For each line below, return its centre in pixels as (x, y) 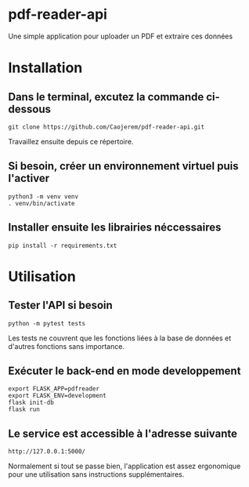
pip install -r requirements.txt (63, 245)
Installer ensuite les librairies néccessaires (115, 228)
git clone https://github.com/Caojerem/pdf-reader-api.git (106, 127)
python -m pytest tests (47, 323)
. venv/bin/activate (42, 203)
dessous (29, 109)
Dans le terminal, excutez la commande (106, 97)
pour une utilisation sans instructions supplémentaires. (96, 474)
